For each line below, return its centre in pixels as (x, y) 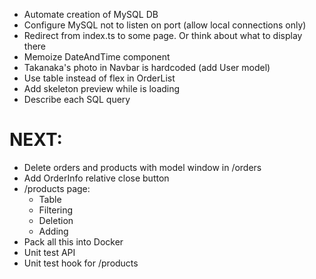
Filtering (56, 210)
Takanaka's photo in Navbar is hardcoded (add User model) (147, 67)
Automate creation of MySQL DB (91, 14)
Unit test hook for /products (81, 263)
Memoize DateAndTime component (97, 57)
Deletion (56, 220)
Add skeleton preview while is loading (102, 88)
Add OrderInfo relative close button (96, 178)
